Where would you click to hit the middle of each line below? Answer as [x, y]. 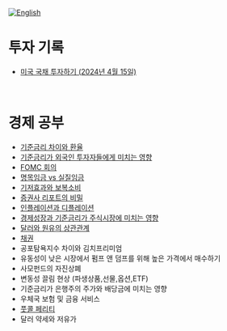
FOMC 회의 [38, 167]
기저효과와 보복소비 [50, 187]
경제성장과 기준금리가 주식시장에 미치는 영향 [89, 218]
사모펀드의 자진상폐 [50, 268]
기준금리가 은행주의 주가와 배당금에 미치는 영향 [93, 288]
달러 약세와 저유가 [48, 319]
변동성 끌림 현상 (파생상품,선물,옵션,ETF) [84, 278]
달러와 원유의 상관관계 [55, 227]
